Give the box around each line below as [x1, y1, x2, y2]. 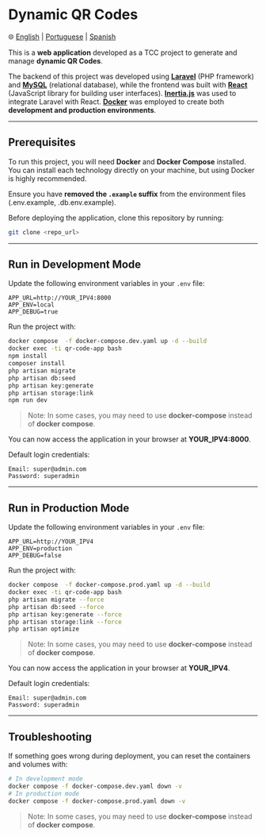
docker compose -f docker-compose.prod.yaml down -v [8, 796, 186, 805]
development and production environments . [8, 105, 157, 114]
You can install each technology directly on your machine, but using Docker [8, 165, 255, 175]
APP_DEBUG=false [8, 552, 62, 560]
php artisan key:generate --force [8, 610, 123, 619]
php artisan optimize [8, 625, 80, 633]
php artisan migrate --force [8, 596, 104, 604]
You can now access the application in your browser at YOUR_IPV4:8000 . [8, 434, 252, 444]
